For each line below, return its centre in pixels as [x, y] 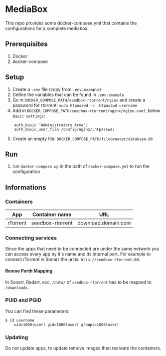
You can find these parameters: [37, 311]
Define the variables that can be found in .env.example [68, 94]
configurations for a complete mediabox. [47, 28]
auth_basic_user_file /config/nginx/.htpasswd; [64, 129]
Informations [26, 187]
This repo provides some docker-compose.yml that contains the [71, 23]
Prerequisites [26, 44]
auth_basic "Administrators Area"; [51, 125]
